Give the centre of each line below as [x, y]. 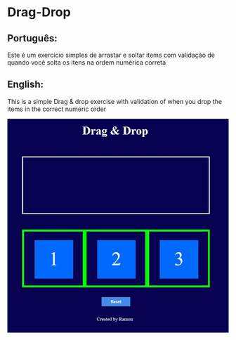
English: [26, 85]
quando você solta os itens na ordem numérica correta [87, 63]
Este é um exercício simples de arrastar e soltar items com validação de [111, 55]
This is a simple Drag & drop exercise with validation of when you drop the [115, 101]
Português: [32, 38]
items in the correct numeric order [57, 109]
